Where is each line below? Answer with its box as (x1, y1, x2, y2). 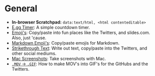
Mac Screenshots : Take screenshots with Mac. (11, 55, 106, 61)
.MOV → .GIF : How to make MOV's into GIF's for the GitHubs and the (11, 61, 149, 67)
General (4, 3, 38, 14)
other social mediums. (11, 50, 57, 56)
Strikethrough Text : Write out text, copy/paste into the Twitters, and (11, 45, 148, 51)
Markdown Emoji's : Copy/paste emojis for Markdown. (11, 40, 120, 46)
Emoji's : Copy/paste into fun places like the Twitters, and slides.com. (11, 29, 150, 35)
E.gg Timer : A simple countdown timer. (11, 24, 90, 30)
